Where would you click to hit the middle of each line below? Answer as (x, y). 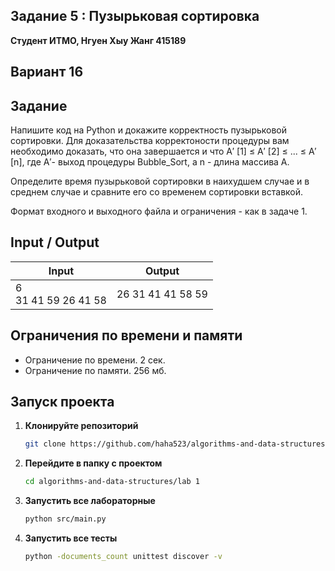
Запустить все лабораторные (90, 501)
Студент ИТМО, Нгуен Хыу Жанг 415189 (98, 40)
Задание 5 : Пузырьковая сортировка (135, 16)
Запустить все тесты (71, 538)
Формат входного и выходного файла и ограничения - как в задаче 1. (159, 211)
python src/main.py (65, 519)
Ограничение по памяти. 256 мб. (95, 370)
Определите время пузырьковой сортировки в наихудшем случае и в (160, 181)
